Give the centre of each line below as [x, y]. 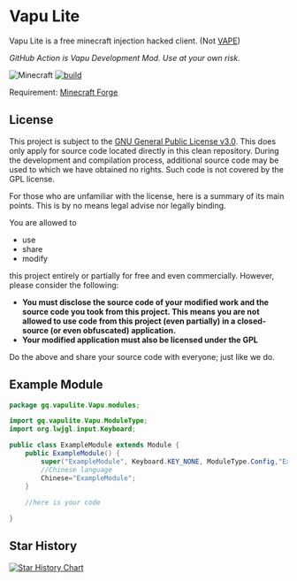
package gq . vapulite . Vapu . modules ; [75, 405]
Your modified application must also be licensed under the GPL [140, 340]
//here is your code [63, 503]
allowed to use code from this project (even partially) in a [129, 321]
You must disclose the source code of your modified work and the [145, 302]
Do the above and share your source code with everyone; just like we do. [142, 356]
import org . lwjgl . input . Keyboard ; [73, 429]
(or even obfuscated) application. [113, 330]
